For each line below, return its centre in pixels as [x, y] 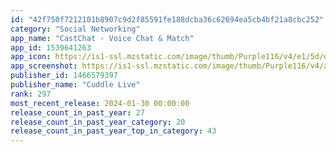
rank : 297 [31, 94]
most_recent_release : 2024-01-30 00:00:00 [100, 103]
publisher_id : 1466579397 [64, 76]
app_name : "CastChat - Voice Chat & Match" [102, 38]
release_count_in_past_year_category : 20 [98, 122]
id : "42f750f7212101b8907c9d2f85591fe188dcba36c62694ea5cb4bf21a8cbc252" [167, 19]
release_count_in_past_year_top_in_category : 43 [113, 131]
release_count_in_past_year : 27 [77, 112]
